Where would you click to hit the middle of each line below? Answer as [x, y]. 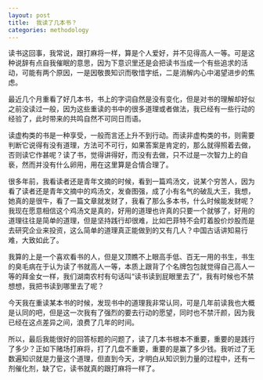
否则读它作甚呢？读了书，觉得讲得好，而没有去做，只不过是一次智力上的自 [128, 155]
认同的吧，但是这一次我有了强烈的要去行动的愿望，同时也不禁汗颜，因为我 [135, 313]
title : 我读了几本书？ [43, 23]
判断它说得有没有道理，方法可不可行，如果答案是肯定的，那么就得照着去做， [131, 145]
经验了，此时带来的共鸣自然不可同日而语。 [77, 119]
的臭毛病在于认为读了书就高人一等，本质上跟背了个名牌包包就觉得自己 [121, 266]
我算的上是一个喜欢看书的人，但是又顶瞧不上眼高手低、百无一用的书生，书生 [131, 257]
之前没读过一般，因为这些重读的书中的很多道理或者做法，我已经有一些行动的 [131, 109]
